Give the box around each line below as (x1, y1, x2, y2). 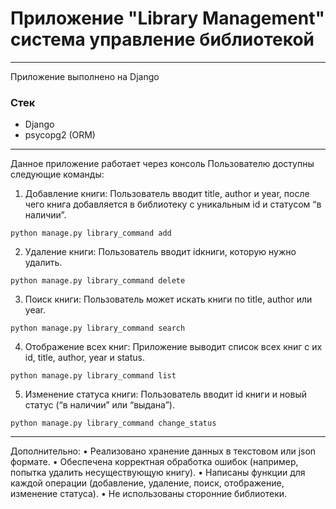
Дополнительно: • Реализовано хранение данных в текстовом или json (10, 445, 317, 457)
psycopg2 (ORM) (24, 129, 96, 141)
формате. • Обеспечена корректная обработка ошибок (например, (10, 456, 299, 468)
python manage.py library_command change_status (10, 418, 217, 429)
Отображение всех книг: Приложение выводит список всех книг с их (24, 341, 323, 353)
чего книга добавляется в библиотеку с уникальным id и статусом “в (24, 198, 322, 211)
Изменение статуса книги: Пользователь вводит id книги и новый (24, 388, 307, 401)
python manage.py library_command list (10, 371, 177, 381)
